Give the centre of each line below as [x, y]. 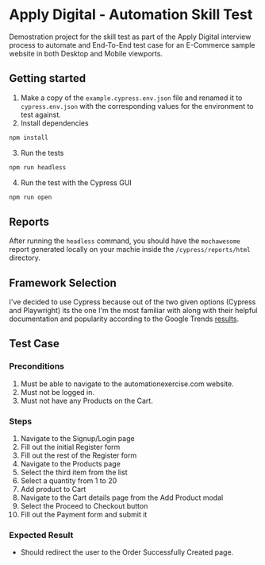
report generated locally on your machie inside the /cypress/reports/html [130, 250]
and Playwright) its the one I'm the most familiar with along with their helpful [133, 310]
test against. [41, 114]
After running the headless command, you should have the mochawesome [125, 241]
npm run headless [38, 167]
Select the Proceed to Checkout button [84, 505]
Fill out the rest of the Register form [79, 455]
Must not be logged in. [57, 392]
